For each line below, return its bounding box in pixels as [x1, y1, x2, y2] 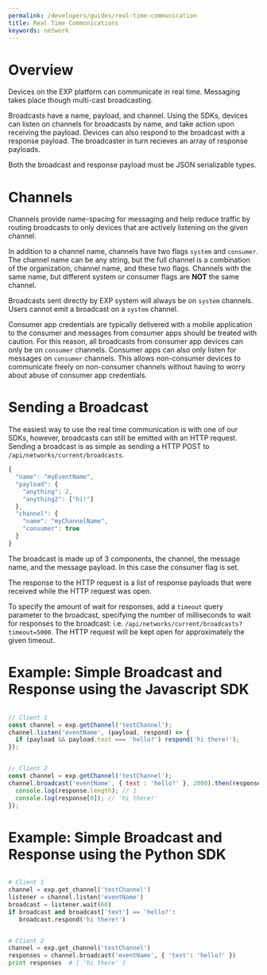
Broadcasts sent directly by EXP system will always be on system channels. [8, 296, 254, 306]
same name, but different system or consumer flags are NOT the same [8, 272, 240, 282]
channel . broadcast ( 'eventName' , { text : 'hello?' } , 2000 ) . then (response [8, 779, 261, 787]
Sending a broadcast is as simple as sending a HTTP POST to [8, 442, 210, 451]
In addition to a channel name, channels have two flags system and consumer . [8, 247, 258, 256]
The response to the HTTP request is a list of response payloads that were [8, 578, 252, 587]
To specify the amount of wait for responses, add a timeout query [8, 602, 224, 611]
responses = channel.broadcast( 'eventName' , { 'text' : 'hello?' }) [8, 952, 237, 960]
